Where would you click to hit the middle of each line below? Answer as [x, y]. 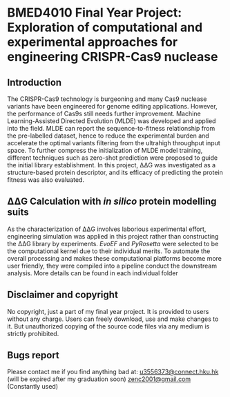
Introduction [35, 82]
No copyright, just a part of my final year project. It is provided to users [108, 311]
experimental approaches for [93, 42]
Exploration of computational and [105, 27]
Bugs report [33, 355]
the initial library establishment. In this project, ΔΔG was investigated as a [112, 165]
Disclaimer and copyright [63, 295]
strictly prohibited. [33, 333]
